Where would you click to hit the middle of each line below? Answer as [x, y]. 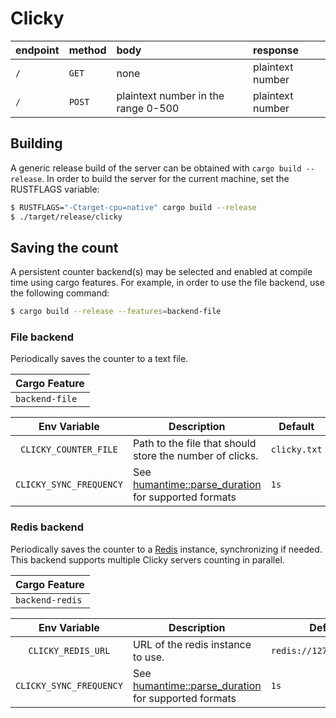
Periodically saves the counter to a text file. [99, 359]
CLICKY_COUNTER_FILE [69, 450]
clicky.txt [296, 450]
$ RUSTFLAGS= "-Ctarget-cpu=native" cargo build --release [133, 207]
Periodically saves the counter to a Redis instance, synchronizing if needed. [166, 549]
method [87, 50]
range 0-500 [148, 108]
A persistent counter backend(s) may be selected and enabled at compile [161, 272]
